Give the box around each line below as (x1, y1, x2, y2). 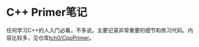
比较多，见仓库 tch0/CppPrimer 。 (11, 34, 95, 41)
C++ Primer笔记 (6, 5, 88, 19)
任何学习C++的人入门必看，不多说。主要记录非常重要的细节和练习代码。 (6, 27, 188, 34)
